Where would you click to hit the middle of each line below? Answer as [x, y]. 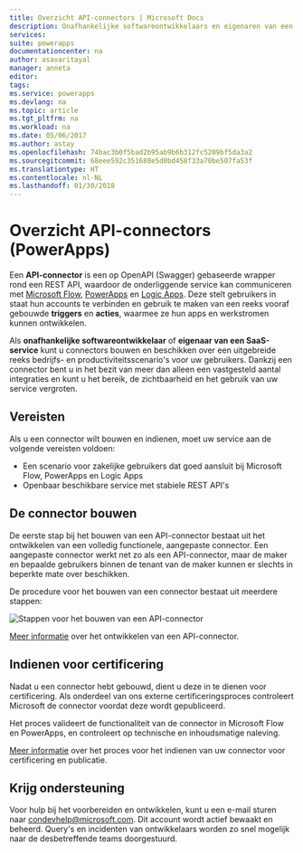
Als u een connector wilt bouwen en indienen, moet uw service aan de [140, 439]
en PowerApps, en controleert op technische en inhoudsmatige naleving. [145, 733]
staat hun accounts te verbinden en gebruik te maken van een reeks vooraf [149, 304]
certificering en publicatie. [58, 760]
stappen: [26, 601]
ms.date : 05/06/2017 [48, 136]
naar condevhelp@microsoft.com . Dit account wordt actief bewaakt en [141, 820]
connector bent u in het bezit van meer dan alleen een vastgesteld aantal [145, 370]
